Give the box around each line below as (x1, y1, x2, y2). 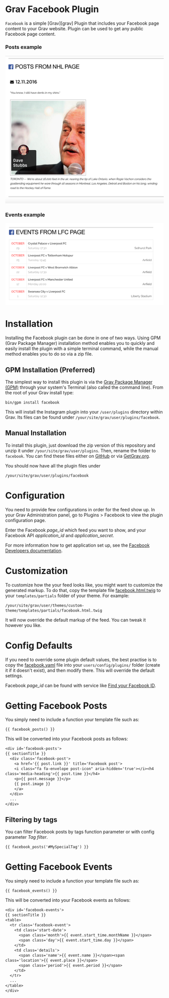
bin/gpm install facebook (5, 400, 59, 405)
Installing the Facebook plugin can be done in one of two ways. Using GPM (5, 335, 161, 341)
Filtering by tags (5, 815, 58, 824)
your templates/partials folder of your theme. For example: (5, 593, 130, 599)
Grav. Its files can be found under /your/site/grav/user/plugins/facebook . (5, 414, 160, 420)
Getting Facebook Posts (5, 700, 107, 712)
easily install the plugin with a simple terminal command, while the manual (5, 345, 158, 351)
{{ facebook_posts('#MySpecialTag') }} (5, 845, 89, 850)
